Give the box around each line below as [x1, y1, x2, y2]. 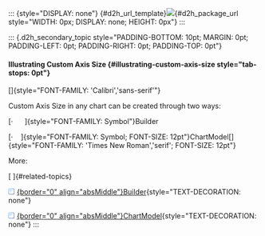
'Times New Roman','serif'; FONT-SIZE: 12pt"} [85, 141, 237, 150]
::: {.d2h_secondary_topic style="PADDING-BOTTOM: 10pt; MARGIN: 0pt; [8, 33, 249, 42]
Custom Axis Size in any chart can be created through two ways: [8, 101, 221, 111]
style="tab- [216, 59, 257, 69]
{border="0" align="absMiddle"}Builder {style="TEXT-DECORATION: [17, 187, 241, 197]
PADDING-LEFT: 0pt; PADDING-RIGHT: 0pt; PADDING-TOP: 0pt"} [8, 41, 222, 50]
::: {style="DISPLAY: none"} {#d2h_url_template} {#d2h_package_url [8, 9, 239, 18]
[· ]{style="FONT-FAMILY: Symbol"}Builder [8, 117, 159, 126]
